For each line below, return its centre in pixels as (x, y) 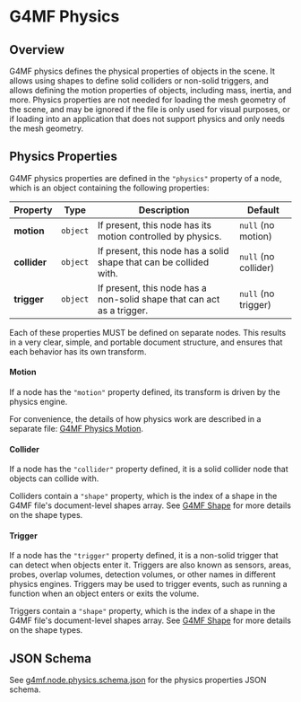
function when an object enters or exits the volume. (104, 593)
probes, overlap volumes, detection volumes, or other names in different (142, 575)
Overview (37, 50)
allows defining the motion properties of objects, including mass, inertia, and (150, 90)
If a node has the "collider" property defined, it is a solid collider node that (149, 469)
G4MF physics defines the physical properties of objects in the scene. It (142, 71)
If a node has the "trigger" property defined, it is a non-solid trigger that (144, 556)
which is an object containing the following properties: (109, 188)
